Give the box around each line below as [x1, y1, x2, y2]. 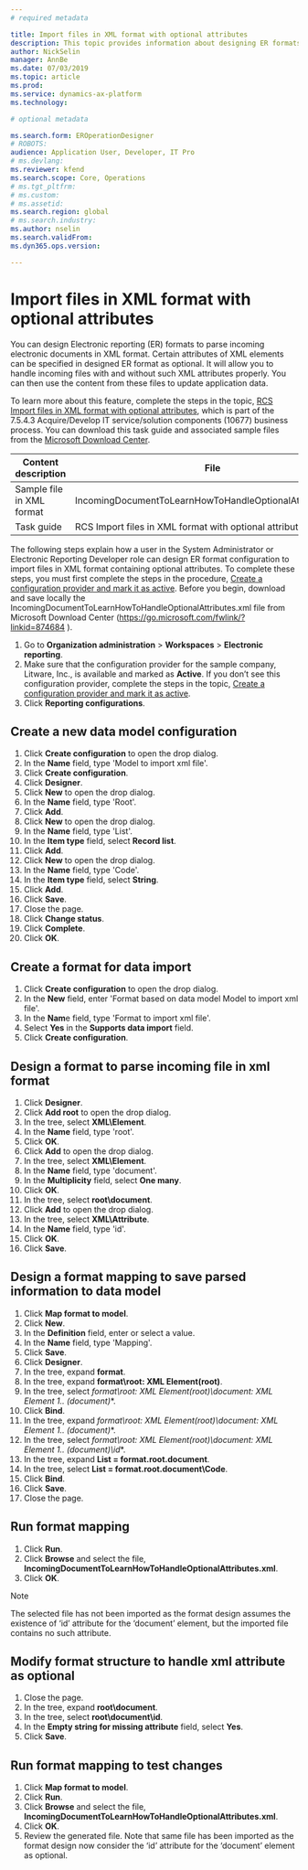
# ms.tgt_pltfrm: [10, 182, 77, 191]
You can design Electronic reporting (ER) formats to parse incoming [10, 338, 265, 349]
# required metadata [10, 13, 90, 23]
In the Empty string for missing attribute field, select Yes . [23, 1721, 244, 1733]
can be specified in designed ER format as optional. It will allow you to [10, 358, 274, 369]
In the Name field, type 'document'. [23, 1165, 158, 1176]
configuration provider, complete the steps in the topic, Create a [23, 678, 266, 689]
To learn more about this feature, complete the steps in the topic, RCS [10, 395, 273, 406]
